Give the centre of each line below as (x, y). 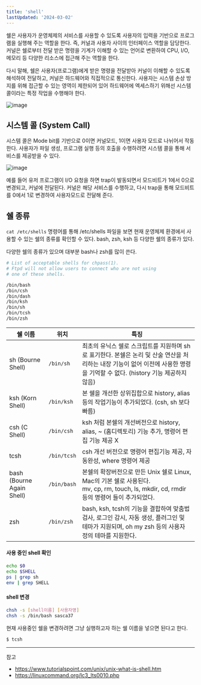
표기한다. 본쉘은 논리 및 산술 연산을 (135, 354)
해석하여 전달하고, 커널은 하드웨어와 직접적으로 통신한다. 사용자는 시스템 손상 (96, 78)
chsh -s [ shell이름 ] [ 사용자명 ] (43, 610)
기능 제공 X (104, 440)
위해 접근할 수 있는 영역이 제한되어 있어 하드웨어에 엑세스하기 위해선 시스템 (104, 85)
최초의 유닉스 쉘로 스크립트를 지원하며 (132, 345)
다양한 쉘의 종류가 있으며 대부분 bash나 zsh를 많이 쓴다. (71, 252)
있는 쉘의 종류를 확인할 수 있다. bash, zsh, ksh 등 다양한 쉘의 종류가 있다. (109, 239)
